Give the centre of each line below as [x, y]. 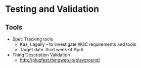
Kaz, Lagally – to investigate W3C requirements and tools [78, 44]
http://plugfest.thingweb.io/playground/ [60, 60]
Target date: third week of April [51, 50]
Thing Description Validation [41, 55]
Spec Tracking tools [33, 39]
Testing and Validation [52, 9]
